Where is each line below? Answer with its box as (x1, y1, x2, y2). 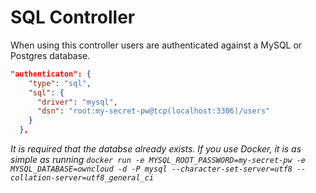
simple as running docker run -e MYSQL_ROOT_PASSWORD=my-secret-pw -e (10, 154, 307, 166)
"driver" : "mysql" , (36, 97, 118, 107)
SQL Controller (10, 6, 136, 29)
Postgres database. (10, 49, 91, 61)
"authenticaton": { (10, 69, 92, 79)
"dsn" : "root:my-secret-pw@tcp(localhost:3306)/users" (36, 106, 271, 116)
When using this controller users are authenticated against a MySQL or (10, 39, 303, 51)
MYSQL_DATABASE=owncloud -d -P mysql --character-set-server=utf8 (10, 164, 293, 175)
